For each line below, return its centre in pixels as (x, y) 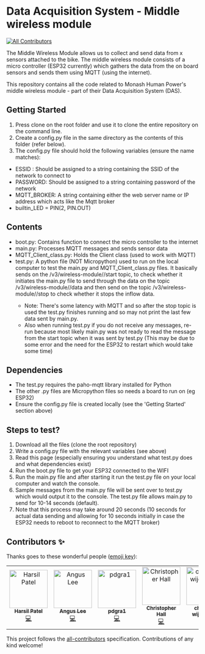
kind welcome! (25, 645)
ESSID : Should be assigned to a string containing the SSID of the (97, 169)
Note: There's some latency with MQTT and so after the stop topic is (110, 305)
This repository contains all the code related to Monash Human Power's (96, 84)
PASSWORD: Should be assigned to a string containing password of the (105, 182)
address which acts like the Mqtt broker (65, 201)
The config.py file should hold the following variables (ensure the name (105, 150)
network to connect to (43, 175)
